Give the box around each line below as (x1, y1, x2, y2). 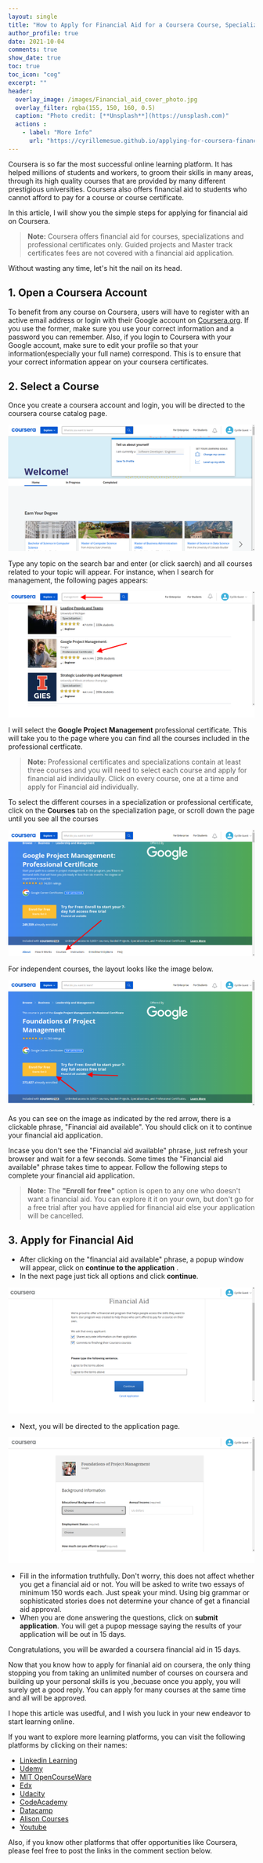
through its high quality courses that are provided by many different (8, 176, 226, 185)
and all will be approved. (8, 1693, 87, 1703)
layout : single (8, 13, 58, 20)
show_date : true (8, 54, 61, 62)
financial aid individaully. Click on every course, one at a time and (27, 774, 239, 784)
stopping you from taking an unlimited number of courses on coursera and (8, 1668, 249, 1678)
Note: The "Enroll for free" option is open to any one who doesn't (27, 1186, 241, 1196)
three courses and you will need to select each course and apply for (27, 765, 247, 775)
